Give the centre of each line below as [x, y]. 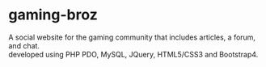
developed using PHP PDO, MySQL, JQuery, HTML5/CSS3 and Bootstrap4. [133, 54]
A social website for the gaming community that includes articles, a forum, [132, 37]
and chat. [24, 45]
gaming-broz [53, 15]
